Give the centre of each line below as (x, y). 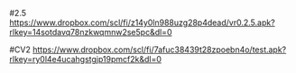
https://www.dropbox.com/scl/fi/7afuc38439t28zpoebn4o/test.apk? (160, 50)
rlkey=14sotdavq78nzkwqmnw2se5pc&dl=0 (91, 32)
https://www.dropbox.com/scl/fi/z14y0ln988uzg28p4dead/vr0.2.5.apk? (142, 23)
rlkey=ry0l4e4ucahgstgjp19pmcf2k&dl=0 (86, 59)
